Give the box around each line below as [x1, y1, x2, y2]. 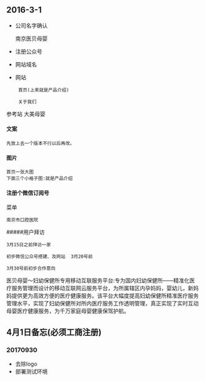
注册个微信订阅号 [6, 189, 49, 196]
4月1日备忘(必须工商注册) [6, 327, 102, 337]
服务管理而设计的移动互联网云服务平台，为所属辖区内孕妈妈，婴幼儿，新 [11, 285, 193, 292]
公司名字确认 [15, 21, 48, 29]
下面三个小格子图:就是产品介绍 [6, 176, 73, 182]
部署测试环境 [15, 368, 48, 376]
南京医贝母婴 [15, 35, 48, 42]
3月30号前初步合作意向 [6, 265, 56, 272]
